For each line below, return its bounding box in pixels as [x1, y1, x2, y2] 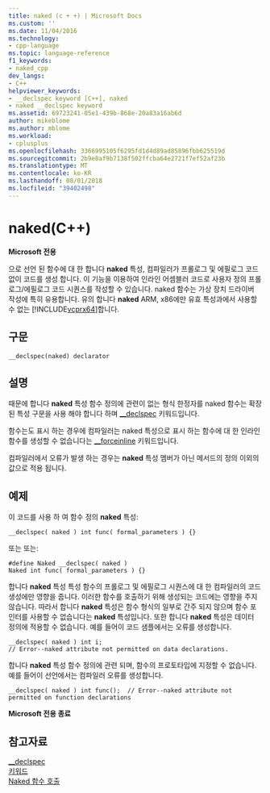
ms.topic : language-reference [8, 49, 110, 57]
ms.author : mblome [8, 124, 70, 132]
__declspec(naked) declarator [8, 352, 110, 360]
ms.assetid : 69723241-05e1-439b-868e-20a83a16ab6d [8, 110, 182, 118]
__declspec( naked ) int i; [8, 638, 103, 646]
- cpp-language [8, 42, 60, 50]
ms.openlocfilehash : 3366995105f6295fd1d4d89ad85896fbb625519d [8, 147, 226, 155]
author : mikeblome [8, 117, 70, 125]
